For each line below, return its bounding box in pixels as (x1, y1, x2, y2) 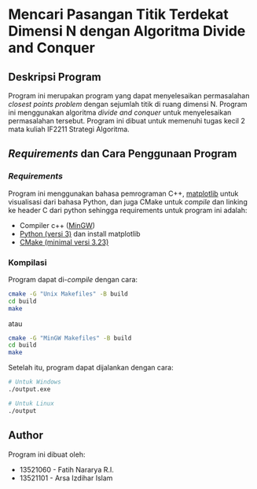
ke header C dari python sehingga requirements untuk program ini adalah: (8, 205, 248, 215)
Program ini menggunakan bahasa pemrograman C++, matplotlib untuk (8, 189, 239, 198)
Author (8, 428, 43, 442)
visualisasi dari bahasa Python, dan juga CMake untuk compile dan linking (8, 197, 248, 206)
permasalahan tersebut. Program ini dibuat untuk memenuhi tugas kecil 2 (8, 116, 245, 125)
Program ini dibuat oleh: (8, 450, 86, 459)
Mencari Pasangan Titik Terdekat (8, 6, 229, 24)
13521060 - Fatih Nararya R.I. (19, 465, 114, 474)
